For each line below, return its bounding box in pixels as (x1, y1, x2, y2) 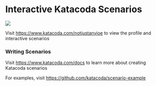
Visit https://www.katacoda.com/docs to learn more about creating (5, 60, 146, 66)
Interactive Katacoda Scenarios (5, 4, 142, 15)
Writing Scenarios (5, 48, 51, 55)
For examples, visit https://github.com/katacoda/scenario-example (5, 75, 146, 81)
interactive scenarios (5, 35, 50, 41)
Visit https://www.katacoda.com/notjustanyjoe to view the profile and (5, 30, 151, 36)
